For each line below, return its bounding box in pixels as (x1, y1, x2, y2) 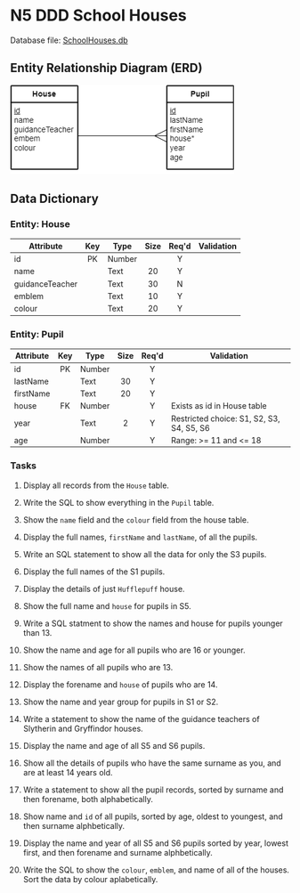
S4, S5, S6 (171, 422, 210, 433)
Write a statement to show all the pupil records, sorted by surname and (22, 784, 284, 795)
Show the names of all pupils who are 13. (22, 662, 174, 672)
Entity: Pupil (10, 328, 65, 340)
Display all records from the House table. (22, 480, 170, 491)
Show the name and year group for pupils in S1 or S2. (22, 696, 219, 707)
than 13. (22, 627, 53, 637)
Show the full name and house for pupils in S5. (22, 600, 192, 611)
